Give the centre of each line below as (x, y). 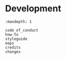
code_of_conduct (22, 30)
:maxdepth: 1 (18, 22)
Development (33, 9)
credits (13, 47)
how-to (12, 34)
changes (13, 52)
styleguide (16, 39)
